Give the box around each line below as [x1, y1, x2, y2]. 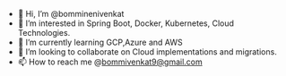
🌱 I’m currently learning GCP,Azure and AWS [17, 37, 184, 47]
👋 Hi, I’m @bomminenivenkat [17, 9, 125, 19]
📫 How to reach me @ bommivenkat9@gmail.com [17, 56, 204, 67]
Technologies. [17, 28, 71, 38]
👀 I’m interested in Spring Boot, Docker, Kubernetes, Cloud [17, 18, 235, 29]
